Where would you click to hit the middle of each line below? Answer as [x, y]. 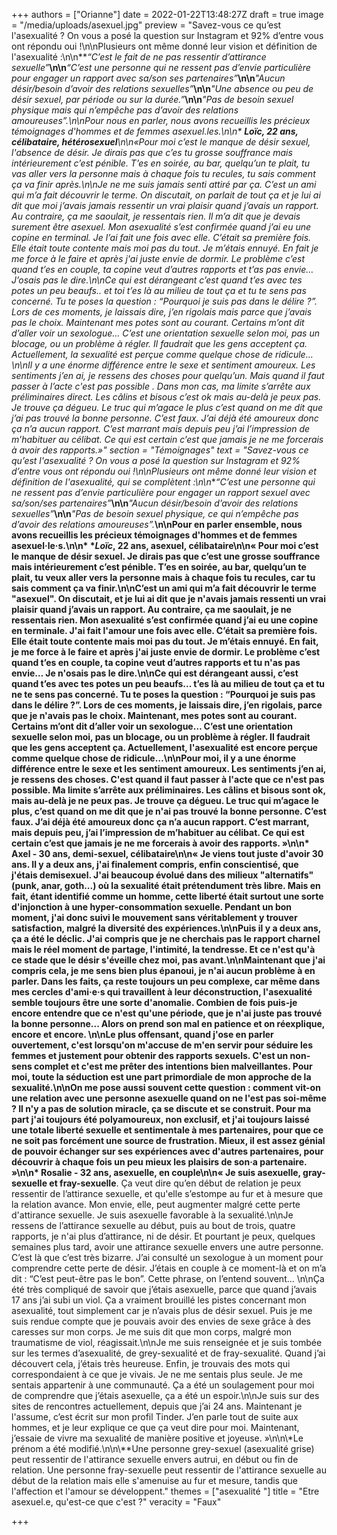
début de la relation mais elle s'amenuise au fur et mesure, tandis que [154, 1480]
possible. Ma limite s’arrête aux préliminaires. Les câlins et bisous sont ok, [168, 790]
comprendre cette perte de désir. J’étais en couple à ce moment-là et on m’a [169, 1268]
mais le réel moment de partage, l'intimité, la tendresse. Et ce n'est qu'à [163, 949]
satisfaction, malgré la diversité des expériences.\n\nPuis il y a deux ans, [166, 928]
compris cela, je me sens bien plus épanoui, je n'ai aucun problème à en [163, 970]
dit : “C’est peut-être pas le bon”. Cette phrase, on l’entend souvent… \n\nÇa [168, 1278]
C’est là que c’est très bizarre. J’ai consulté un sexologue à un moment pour [167, 1257]
